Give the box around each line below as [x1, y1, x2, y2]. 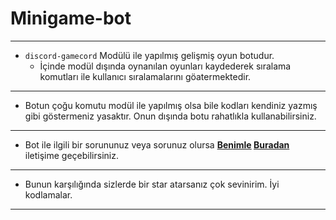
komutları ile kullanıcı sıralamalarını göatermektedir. [39, 70, 252, 82]
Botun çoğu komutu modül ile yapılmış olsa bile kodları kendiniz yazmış [24, 99, 318, 111]
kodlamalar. [24, 188, 73, 201]
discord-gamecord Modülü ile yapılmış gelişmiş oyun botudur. [24, 49, 275, 61]
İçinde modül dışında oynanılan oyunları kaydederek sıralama [39, 60, 292, 72]
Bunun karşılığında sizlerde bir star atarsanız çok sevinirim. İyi [24, 178, 280, 190]
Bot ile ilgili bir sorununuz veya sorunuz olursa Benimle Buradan [24, 138, 290, 151]
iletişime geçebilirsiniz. [24, 149, 119, 161]
